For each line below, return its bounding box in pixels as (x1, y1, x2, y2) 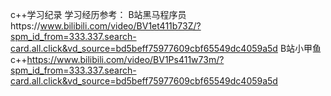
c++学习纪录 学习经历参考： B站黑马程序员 (10, 9, 187, 20)
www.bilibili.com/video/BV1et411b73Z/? (39, 20, 202, 32)
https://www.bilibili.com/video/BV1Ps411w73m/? (26, 54, 225, 65)
